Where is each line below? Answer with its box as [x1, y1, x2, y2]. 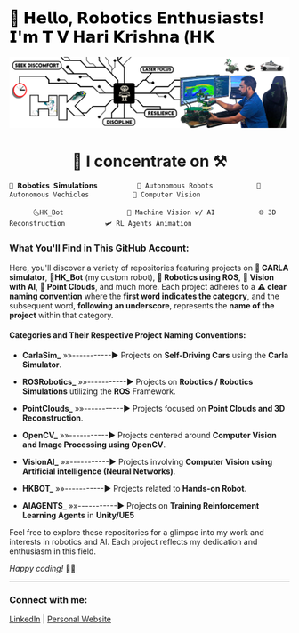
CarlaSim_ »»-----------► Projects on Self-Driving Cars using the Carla [21, 349, 289, 360]
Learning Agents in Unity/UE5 [21, 509, 135, 520]
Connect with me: [9, 593, 88, 605]
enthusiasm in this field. [9, 546, 96, 557]
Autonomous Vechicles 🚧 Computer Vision [9, 190, 201, 199]
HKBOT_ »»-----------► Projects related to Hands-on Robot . [21, 483, 247, 493]
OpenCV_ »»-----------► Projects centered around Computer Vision [21, 429, 278, 440]
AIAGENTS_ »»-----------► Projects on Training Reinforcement [21, 500, 260, 510]
